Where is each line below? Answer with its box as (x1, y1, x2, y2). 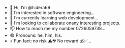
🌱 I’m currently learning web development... (9, 15, 98, 20)
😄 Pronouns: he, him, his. (9, 32, 62, 38)
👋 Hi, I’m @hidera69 (9, 5, 51, 10)
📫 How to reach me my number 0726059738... (9, 26, 106, 31)
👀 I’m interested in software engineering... (9, 10, 95, 16)
